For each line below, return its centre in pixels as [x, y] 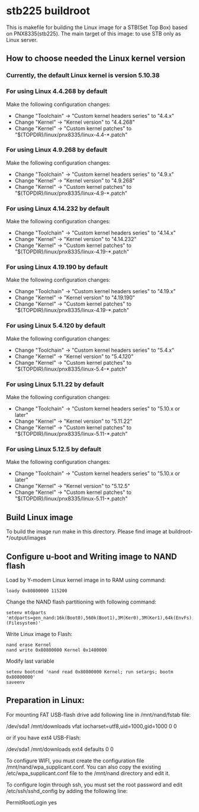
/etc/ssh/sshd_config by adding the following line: [67, 791]
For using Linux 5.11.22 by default [55, 384]
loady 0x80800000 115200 [37, 590]
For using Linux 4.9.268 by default [57, 150]
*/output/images [26, 538]
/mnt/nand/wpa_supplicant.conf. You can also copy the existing [84, 767]
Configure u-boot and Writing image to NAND [92, 556]
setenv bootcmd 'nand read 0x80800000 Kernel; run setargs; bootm [90, 672]
